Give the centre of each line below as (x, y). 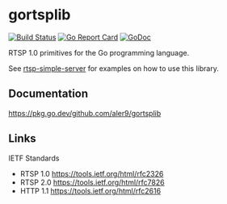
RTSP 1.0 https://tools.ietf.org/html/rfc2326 (92, 173)
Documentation (48, 94)
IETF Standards (34, 158)
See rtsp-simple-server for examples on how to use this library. (114, 68)
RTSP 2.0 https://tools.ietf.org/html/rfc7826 (92, 182)
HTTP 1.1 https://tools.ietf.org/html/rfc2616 (90, 190)
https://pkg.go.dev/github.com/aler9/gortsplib (85, 113)
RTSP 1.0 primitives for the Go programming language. (99, 52)
